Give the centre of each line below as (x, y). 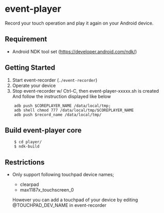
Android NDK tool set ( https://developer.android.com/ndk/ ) (75, 51)
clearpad (29, 184)
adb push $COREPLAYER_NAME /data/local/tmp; (62, 105)
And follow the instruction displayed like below (61, 96)
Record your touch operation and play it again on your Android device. (79, 23)
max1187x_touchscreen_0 (47, 190)
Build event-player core (43, 130)
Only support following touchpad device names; (63, 175)
